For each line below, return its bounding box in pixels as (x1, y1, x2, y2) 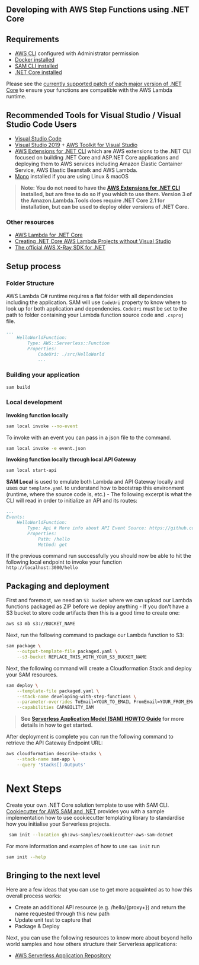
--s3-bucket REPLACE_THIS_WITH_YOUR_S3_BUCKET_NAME (17, 654, 147, 660)
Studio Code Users (6, 119, 77, 129)
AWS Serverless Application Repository (14, 952, 111, 959)
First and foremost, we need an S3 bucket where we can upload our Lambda (6, 597, 192, 604)
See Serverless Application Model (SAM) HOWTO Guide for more (20, 715, 184, 723)
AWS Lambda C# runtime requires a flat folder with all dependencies (6, 293, 174, 299)
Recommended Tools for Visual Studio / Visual (6, 110, 181, 120)
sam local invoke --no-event (6, 423, 78, 429)
